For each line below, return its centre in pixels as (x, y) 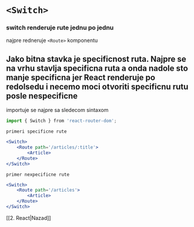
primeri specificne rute (36, 131)
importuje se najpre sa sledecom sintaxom (57, 110)
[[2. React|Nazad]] (29, 218)
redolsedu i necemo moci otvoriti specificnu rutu (97, 86)
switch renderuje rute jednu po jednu (60, 28)
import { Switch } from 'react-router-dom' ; (61, 121)
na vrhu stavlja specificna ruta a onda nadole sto (97, 68)
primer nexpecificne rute (38, 175)
